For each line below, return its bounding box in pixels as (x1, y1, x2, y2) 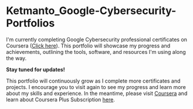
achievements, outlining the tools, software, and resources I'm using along (6, 48, 186, 55)
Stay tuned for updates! (6, 66, 66, 73)
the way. (6, 54, 27, 62)
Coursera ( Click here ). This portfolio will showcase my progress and (6, 42, 171, 49)
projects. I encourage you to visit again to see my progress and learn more (6, 83, 186, 90)
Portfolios (6, 16, 55, 30)
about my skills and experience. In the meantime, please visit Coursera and (6, 90, 188, 97)
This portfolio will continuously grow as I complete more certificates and (6, 77, 181, 84)
